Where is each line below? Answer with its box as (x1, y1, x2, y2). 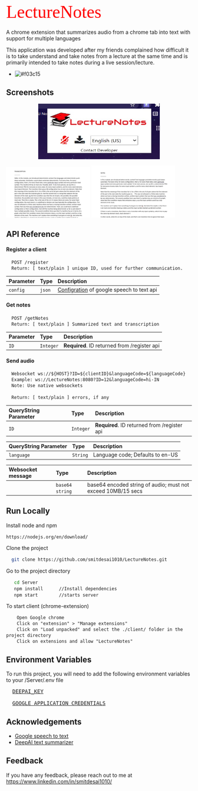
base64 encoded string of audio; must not (87, 481, 190, 488)
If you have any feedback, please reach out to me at (6, 771, 133, 779)
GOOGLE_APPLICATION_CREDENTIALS (12, 700, 106, 707)
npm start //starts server (14, 592, 99, 598)
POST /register (11, 259, 49, 266)
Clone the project (6, 544, 48, 551)
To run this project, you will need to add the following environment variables (6, 670, 190, 677)
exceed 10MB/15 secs (87, 487, 143, 494)
